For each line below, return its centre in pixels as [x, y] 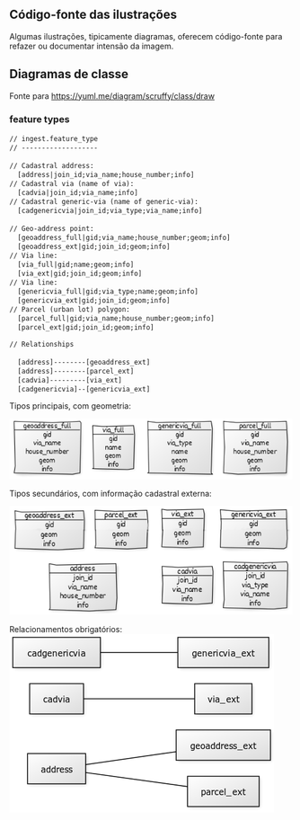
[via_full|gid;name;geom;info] [76, 264]
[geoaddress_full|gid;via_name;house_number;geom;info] [124, 237]
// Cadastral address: [52, 165]
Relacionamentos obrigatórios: [66, 629]
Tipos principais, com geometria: [71, 406]
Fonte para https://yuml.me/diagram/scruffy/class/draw [112, 96]
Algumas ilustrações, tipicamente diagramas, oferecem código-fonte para [146, 36]
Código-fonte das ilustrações [93, 15]
